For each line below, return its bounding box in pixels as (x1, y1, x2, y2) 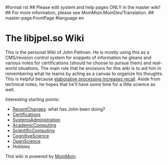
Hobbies (12, 143, 30, 149)
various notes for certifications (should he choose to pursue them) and (5, 60, 151, 66)
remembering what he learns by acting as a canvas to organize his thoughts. (5, 70, 163, 76)
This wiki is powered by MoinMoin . (5, 153, 77, 159)
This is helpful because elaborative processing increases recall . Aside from (5, 75, 160, 82)
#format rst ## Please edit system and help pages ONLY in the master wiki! (5, 5, 160, 10)
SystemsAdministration (12, 117, 61, 123)
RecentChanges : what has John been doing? (12, 106, 105, 112)
